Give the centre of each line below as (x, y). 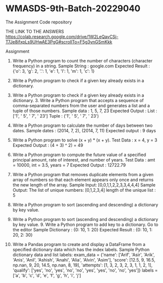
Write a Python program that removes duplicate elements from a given (83, 174)
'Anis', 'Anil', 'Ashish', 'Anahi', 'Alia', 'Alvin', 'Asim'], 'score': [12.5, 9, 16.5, (84, 260)
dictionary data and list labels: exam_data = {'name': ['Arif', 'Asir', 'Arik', (84, 255)
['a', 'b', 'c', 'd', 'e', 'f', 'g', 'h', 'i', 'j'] (47, 275)
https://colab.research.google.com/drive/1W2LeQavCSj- (62, 37)
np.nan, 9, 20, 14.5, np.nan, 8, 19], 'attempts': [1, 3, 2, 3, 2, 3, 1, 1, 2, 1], (82, 265)
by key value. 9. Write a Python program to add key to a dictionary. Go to (85, 224)
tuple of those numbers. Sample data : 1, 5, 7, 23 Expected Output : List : (85, 111)
